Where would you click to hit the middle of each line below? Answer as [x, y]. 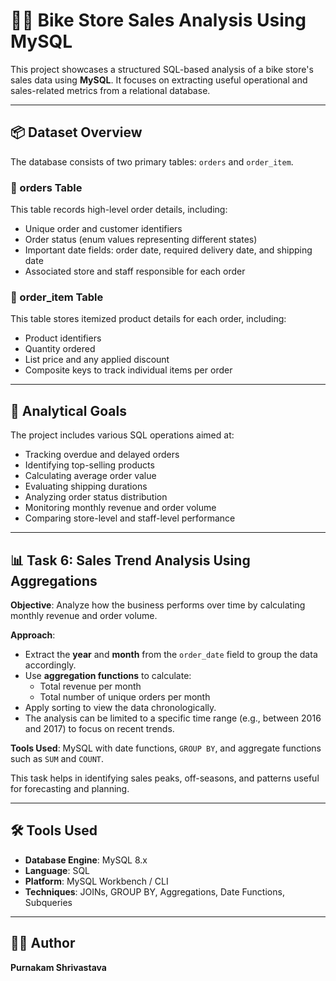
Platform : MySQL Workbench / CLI [96, 881]
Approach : [33, 635]
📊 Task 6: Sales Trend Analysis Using [130, 560]
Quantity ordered [60, 349]
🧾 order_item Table [57, 297]
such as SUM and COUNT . [57, 758]
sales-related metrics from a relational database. [110, 90]
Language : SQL [57, 870]
